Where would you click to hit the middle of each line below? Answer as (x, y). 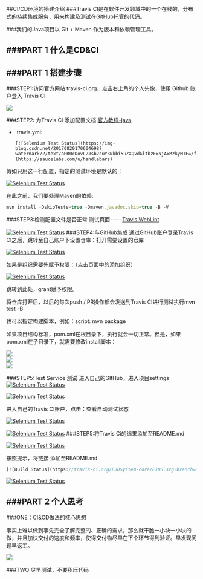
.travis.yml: (29, 132)
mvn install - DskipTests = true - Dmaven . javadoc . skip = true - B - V (88, 208)
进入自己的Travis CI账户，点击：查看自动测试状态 (67, 409)
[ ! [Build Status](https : (37, 470)
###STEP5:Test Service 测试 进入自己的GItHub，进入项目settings (88, 378)
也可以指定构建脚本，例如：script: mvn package (66, 321)
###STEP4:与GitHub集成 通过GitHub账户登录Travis (130, 232)
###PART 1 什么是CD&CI (53, 50)
